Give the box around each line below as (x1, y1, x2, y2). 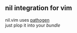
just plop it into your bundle (5, 22, 60, 28)
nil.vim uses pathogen (5, 17, 50, 23)
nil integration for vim (5, 4, 72, 12)
